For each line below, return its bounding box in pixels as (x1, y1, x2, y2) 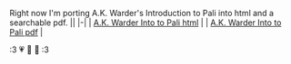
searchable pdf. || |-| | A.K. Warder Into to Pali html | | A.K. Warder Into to (9, 17, 282, 28)
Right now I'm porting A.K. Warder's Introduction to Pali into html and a (9, 8, 275, 18)
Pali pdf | (9, 27, 44, 37)
